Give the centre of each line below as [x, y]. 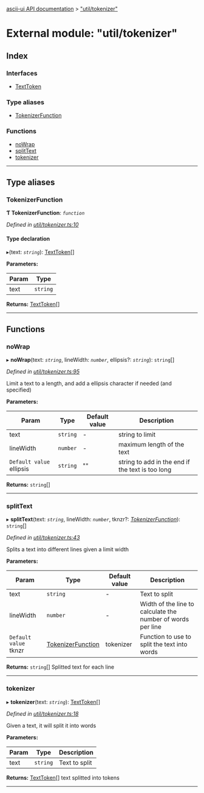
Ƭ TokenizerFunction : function [46, 213]
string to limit [137, 435]
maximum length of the [151, 445]
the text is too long [145, 470]
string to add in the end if [154, 462]
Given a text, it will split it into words [51, 725]
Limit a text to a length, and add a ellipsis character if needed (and [89, 384]
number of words [165, 619]
